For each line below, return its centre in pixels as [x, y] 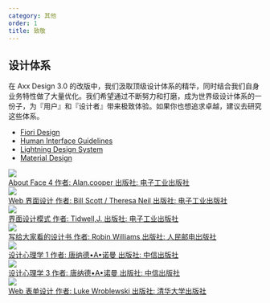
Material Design [46, 158]
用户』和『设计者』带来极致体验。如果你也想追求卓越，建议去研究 [152, 106]
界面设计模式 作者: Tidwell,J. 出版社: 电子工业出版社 [94, 219]
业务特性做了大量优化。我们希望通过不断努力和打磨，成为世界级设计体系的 [131, 96]
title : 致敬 [27, 31]
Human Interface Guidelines [66, 141]
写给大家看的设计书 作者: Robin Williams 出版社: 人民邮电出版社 [112, 237]
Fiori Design [40, 133]
